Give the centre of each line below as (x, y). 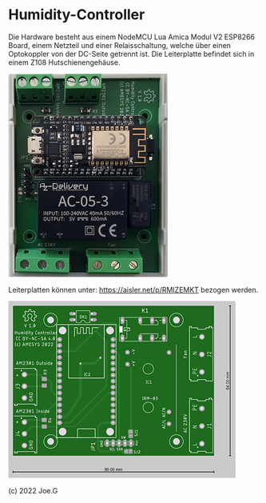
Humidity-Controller (77, 15)
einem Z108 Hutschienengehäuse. (64, 62)
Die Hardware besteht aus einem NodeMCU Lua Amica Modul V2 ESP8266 (132, 37)
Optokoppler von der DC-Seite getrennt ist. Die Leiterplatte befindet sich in (131, 54)
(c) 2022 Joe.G (33, 490)
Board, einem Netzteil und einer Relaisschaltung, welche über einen (120, 45)
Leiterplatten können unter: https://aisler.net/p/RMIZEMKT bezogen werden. (133, 289)
